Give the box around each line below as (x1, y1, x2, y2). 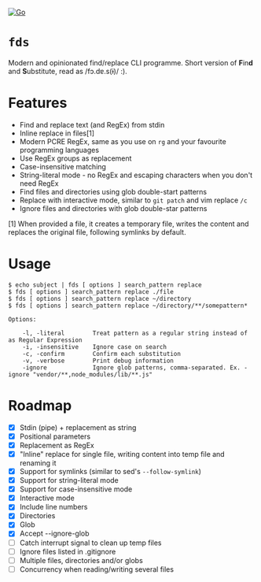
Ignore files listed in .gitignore (19, 547, 116, 556)
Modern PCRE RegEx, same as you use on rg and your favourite (19, 136, 226, 146)
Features (8, 95, 68, 112)
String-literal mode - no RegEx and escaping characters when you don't (19, 170, 253, 180)
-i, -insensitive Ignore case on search (22, 343, 167, 350)
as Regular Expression (8, 335, 83, 344)
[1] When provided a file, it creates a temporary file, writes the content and (8, 219, 249, 228)
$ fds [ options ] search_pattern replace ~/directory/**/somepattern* (8, 302, 248, 310)
